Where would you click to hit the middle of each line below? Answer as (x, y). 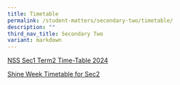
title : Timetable (33, 14)
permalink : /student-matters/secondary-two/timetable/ (90, 21)
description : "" (31, 27)
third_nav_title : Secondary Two (55, 34)
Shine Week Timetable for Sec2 (54, 74)
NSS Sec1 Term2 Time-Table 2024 (58, 60)
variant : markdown (35, 40)
